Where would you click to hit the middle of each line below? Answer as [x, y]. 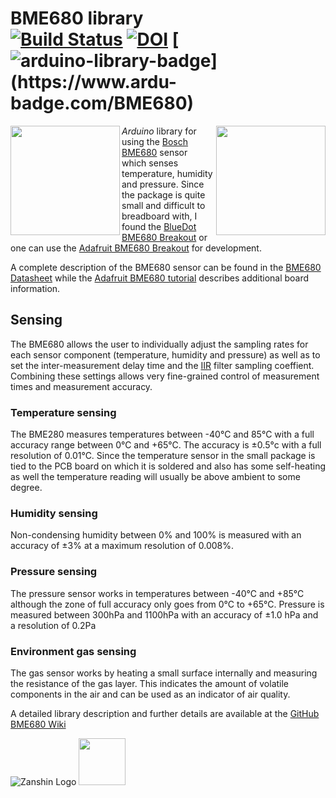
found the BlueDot [159, 226]
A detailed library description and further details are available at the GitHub [165, 713]
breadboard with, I [159, 216]
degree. [26, 488]
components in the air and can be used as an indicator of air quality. [150, 694]
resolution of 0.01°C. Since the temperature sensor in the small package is [163, 456]
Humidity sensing [54, 513]
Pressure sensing [54, 572]
